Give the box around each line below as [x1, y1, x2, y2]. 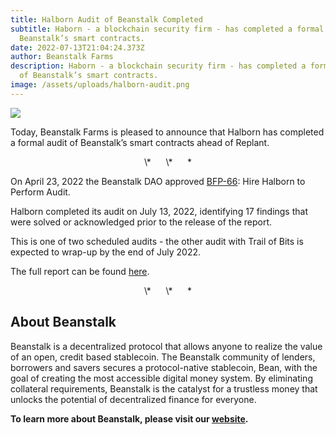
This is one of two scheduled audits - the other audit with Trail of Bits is [10, 235, 304, 247]
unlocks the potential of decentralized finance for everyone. [10, 393, 257, 405]
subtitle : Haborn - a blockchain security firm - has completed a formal [10, 24, 325, 34]
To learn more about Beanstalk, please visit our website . [10, 412, 249, 425]
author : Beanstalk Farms [10, 52, 114, 62]
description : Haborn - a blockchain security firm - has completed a [10, 61, 307, 71]
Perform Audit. [10, 186, 71, 198]
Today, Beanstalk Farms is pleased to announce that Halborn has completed [10, 126, 325, 138]
